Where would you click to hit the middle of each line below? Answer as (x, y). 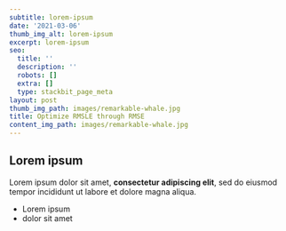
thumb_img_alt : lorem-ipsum (61, 34)
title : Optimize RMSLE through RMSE (77, 116)
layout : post (33, 100)
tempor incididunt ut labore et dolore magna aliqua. (103, 191)
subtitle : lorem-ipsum (51, 17)
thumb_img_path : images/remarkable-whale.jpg (95, 108)
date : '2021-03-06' (45, 26)
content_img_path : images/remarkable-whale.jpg (99, 125)
